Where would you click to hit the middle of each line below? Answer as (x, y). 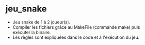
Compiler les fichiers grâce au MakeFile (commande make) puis (76, 27)
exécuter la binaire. (32, 32)
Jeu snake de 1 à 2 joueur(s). (41, 22)
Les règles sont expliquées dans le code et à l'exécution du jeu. (76, 37)
